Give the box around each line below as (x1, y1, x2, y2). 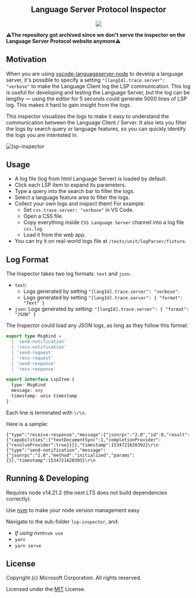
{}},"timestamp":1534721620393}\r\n (6, 457, 96, 463)
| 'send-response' (11, 360, 57, 366)
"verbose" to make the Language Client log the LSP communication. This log (6, 82, 191, 90)
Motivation (6, 55, 47, 65)
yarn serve (14, 543, 42, 549)
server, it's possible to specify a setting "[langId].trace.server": (6, 76, 165, 83)
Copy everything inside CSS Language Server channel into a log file (23, 219, 184, 226)
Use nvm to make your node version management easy (6, 506, 140, 513)
